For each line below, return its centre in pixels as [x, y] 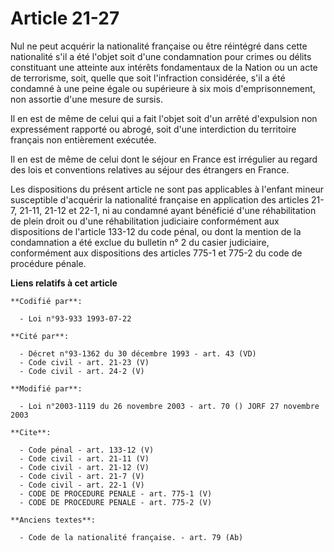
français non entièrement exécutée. [83, 139]
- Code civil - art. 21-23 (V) [84, 362]
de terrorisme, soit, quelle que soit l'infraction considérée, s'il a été [148, 78]
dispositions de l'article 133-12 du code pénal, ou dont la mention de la [156, 231]
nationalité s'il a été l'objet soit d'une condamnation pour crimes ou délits [161, 56]
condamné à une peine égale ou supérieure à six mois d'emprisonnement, [163, 88]
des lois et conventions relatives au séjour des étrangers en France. [150, 169]
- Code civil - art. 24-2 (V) [82, 371]
